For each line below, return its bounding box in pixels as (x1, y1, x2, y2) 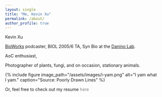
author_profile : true (5, 20, 49, 26)
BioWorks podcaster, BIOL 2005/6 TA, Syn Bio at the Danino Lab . (5, 43, 136, 49)
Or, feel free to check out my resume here (5, 86, 89, 93)
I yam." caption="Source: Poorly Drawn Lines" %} (5, 77, 105, 83)
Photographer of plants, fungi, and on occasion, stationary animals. (5, 62, 141, 68)
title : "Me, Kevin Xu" (5, 12, 51, 17)
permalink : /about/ (5, 16, 45, 21)
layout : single (5, 7, 36, 12)
